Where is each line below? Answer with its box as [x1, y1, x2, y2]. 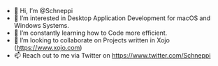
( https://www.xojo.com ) [13, 44, 82, 51]
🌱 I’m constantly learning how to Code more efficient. [13, 28, 168, 37]
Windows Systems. [13, 22, 70, 29]
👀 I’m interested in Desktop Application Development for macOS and [13, 14, 211, 22]
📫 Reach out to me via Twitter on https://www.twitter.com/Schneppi [13, 51, 211, 59]
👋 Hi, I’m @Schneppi [13, 7, 73, 15]
